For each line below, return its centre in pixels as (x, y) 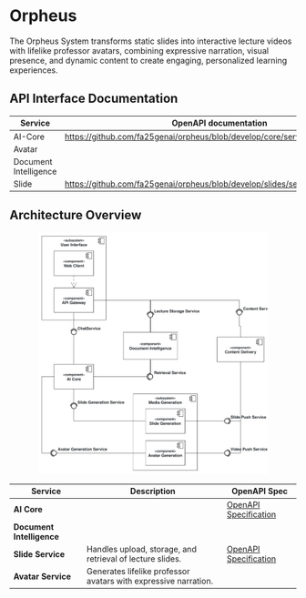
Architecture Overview (76, 215)
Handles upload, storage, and (142, 549)
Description (153, 492)
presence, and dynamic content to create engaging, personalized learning (148, 60)
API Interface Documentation (94, 99)
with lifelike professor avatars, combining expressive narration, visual (139, 50)
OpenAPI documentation (219, 123)
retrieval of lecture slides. (134, 559)
